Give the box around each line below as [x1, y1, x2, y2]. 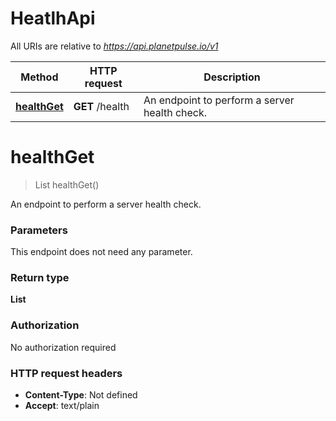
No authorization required [10, 341, 117, 353]
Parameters [10, 223, 68, 237]
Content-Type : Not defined [24, 389, 138, 401]
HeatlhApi [10, 7, 96, 30]
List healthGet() [34, 178, 100, 191]
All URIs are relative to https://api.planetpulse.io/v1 [10, 40, 219, 52]
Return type [10, 271, 70, 285]
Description [203, 70, 261, 84]
